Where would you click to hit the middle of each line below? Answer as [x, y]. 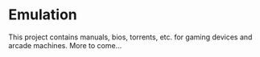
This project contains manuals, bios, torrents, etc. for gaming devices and [130, 37]
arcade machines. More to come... [65, 45]
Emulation [43, 15]
